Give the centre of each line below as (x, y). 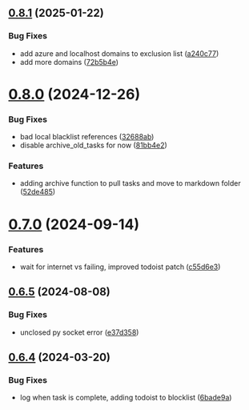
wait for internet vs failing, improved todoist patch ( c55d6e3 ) (120, 267)
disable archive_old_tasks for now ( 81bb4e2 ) (94, 145)
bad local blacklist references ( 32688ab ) (87, 137)
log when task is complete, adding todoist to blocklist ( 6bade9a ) (126, 398)
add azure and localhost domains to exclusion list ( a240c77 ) (119, 53)
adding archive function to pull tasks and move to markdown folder (131, 183)
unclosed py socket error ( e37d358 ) (79, 332)
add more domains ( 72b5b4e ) (69, 62)
